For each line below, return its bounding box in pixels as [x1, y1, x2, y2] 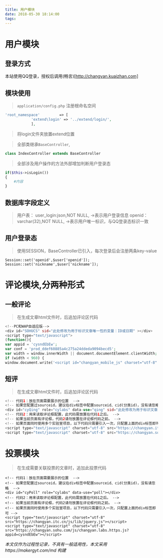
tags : [5, 16, 16, 21]
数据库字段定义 [5, 198, 50, 207]
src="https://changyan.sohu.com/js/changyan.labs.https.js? [5, 528, 130, 533]
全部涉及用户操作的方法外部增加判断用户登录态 [16, 160, 111, 166]
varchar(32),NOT [16, 219, 51, 224]
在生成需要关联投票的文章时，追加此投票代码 [16, 465, 107, 471]
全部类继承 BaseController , [16, 141, 70, 147]
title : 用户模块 [5, 7, 35, 12]
